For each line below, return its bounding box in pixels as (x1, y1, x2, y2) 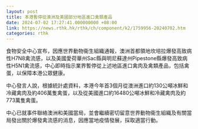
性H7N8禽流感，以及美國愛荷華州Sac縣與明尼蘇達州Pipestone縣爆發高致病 (6, 55, 188, 62)
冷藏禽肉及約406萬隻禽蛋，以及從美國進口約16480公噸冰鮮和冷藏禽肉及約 (6, 90, 186, 97)
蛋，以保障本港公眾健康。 (6, 70, 68, 77)
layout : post (6, 8, 38, 15)
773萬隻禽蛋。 (6, 97, 41, 104)
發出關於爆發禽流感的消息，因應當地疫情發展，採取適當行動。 (11, 117, 161, 124)
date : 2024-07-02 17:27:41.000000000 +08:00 (6, 19, 117, 25)
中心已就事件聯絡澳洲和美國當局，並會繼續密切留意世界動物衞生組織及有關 (6, 110, 187, 117)
